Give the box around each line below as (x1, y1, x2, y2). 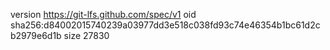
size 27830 (63, 30, 110, 41)
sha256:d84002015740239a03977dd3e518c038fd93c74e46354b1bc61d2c (10, 19, 321, 31)
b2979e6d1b (10, 30, 62, 41)
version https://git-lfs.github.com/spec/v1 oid (10, 9, 197, 20)
